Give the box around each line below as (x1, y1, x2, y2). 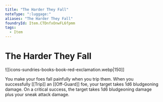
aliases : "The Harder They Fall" (5, 16, 73, 21)
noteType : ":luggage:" (5, 12, 51, 17)
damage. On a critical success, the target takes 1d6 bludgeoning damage (5, 86, 152, 92)
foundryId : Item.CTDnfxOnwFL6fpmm (5, 20, 76, 26)
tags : (5, 25, 16, 30)
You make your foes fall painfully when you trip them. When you (5, 76, 134, 82)
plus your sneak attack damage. (5, 91, 70, 97)
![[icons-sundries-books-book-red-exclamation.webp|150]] (5, 67, 124, 72)
